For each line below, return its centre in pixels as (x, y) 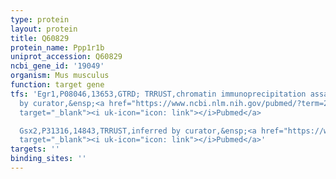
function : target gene (57, 85)
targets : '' (35, 149)
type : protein (40, 19)
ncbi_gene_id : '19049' (57, 66)
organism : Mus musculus (60, 76)
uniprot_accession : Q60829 (66, 57)
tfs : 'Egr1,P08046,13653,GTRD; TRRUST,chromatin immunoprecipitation (158, 94)
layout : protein (44, 29)
